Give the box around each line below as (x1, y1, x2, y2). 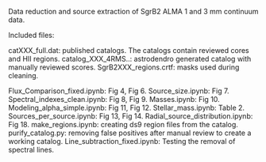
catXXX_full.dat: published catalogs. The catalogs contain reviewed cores (8, 46, 249, 55)
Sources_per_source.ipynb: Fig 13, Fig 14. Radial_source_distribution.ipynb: (8, 111, 253, 121)
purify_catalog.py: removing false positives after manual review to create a (8, 128, 252, 138)
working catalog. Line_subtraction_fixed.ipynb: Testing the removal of (8, 137, 236, 145)
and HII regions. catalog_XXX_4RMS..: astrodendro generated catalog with (8, 55, 252, 63)
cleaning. (8, 71, 39, 80)
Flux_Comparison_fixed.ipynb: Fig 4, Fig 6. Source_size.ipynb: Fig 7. (8, 86, 229, 96)
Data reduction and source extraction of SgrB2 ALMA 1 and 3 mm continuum (8, 7, 259, 16)
